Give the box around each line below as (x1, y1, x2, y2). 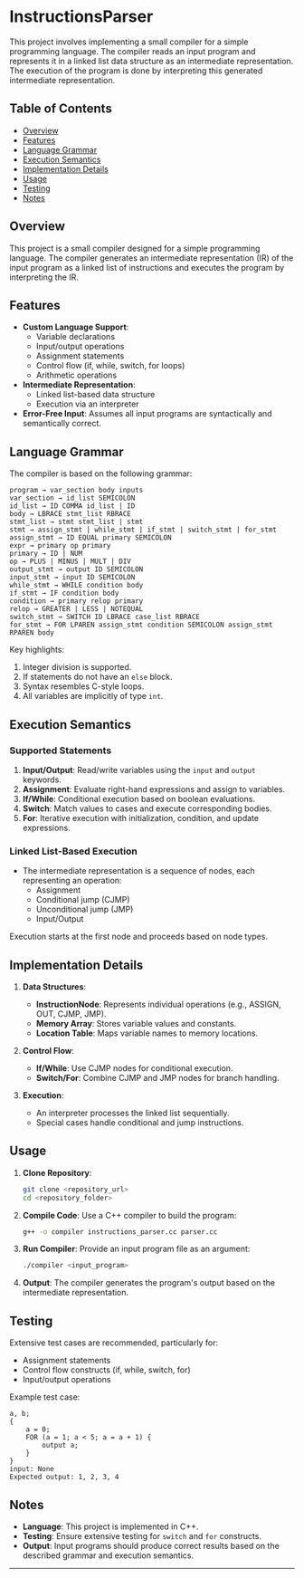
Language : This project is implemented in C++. (22, 1521, 199, 1532)
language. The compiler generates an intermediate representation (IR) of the (9, 252, 294, 263)
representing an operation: (22, 875, 122, 886)
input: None (9, 1465, 54, 1474)
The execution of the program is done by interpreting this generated (9, 65, 263, 76)
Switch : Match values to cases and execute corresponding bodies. (22, 803, 272, 814)
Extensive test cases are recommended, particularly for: (9, 1337, 219, 1348)
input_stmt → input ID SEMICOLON (9, 573, 136, 582)
